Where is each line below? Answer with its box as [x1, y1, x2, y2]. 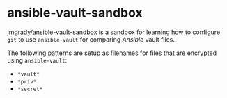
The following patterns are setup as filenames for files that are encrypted [7, 49, 217, 57]
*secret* [17, 85, 43, 92]
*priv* [17, 78, 37, 85]
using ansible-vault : [7, 56, 68, 64]
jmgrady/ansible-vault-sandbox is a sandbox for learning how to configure [7, 28, 221, 36]
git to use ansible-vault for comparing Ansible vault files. [7, 35, 175, 43]
